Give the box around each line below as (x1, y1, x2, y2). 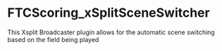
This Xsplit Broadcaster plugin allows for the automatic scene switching (7, 28, 215, 36)
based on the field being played (7, 35, 99, 43)
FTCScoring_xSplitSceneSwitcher (7, 5, 210, 21)
